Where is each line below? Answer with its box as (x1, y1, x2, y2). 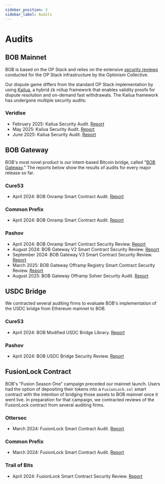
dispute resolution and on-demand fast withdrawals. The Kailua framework (5, 92, 159, 98)
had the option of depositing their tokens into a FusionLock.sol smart (5, 386, 147, 392)
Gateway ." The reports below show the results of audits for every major (5, 164, 152, 170)
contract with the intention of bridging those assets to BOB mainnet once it (5, 391, 158, 397)
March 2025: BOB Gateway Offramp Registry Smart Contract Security (12, 262, 156, 268)
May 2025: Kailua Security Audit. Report (12, 126, 95, 132)
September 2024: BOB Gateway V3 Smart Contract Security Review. (12, 251, 153, 257)
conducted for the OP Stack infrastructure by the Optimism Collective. (5, 72, 149, 78)
